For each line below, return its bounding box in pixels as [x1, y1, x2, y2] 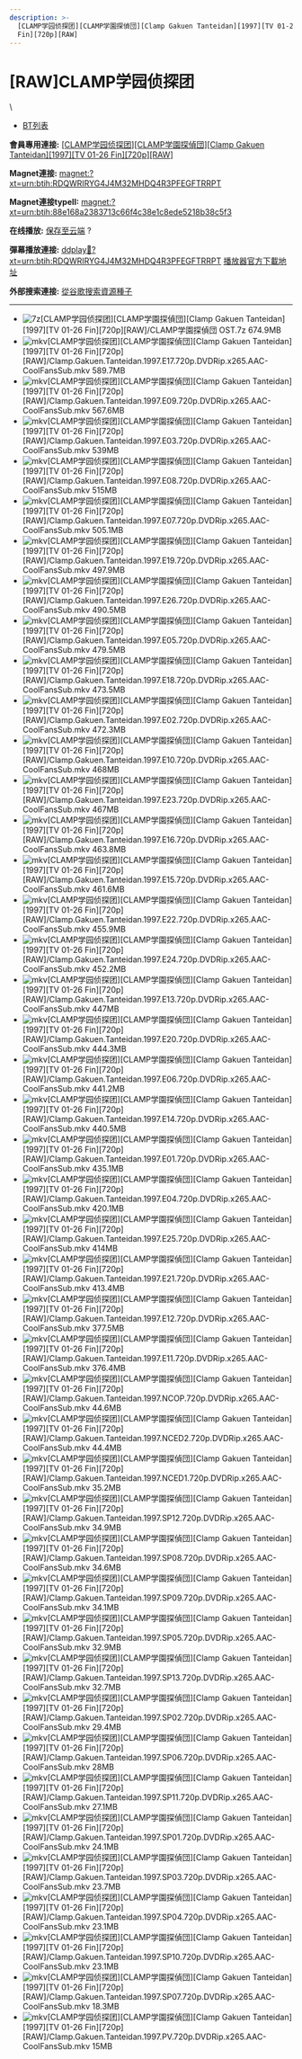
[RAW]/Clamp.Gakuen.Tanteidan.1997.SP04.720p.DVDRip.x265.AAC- [22, 1912, 277, 1922]
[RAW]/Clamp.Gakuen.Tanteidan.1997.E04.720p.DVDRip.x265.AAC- [22, 1193, 271, 1205]
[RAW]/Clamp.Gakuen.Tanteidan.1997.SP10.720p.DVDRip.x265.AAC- [22, 1952, 276, 1963]
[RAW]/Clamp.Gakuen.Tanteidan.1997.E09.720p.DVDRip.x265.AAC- [22, 396, 271, 406]
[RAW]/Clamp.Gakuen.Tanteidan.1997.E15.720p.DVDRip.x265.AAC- [22, 874, 270, 886]
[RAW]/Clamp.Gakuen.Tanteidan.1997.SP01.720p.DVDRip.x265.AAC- [22, 1832, 276, 1843]
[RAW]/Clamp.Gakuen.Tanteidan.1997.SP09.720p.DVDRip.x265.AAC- [22, 1592, 277, 1603]
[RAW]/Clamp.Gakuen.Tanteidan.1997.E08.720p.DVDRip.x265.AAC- [22, 476, 271, 486]
